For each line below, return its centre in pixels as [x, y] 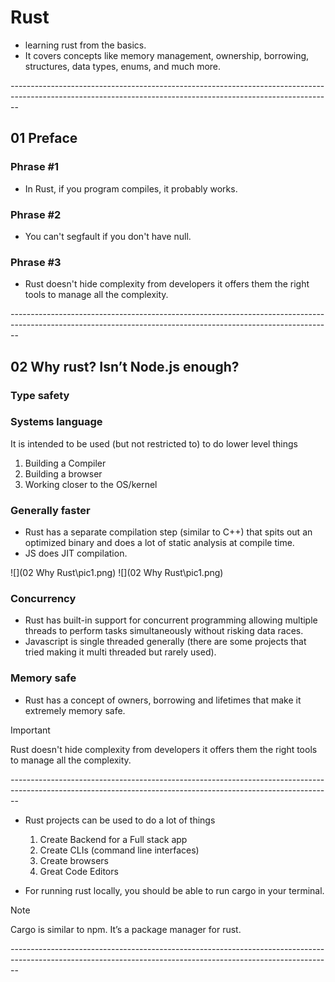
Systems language [56, 422]
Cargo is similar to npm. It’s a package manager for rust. [126, 929]
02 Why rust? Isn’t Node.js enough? [125, 366]
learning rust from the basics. [85, 45]
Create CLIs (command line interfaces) [119, 850]
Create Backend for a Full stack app [113, 839]
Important [30, 730]
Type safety [40, 395]
